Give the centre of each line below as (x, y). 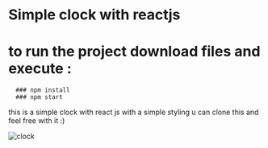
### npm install (43, 90)
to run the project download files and (134, 52)
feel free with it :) (37, 121)
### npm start (39, 97)
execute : (40, 69)
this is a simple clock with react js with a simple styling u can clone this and (134, 112)
